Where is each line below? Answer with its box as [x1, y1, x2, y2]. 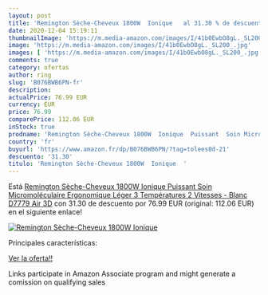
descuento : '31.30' [8, 152, 73, 160]
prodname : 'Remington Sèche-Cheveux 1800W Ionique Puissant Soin [8, 130, 241, 138]
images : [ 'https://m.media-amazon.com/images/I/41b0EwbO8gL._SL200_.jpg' [8, 49, 262, 57]
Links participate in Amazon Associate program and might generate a [8, 269, 236, 279]
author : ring [8, 71, 52, 79]
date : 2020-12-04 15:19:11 [8, 26, 98, 34]
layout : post [8, 11, 52, 20]
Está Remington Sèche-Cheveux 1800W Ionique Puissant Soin [8, 182, 213, 191]
